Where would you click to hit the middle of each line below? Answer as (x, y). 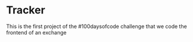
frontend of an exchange (37, 32)
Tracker (26, 10)
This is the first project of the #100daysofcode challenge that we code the (96, 26)
